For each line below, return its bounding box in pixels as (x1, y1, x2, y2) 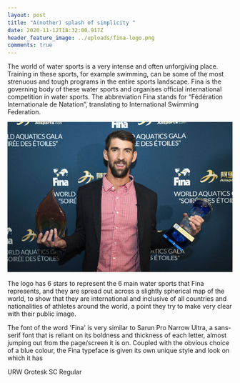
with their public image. (7, 309, 76, 318)
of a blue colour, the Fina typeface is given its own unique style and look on (7, 347, 230, 355)
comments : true (7, 41, 53, 49)
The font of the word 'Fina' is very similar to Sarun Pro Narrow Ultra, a (7, 324, 213, 332)
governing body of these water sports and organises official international (7, 85, 222, 94)
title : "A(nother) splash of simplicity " (7, 19, 136, 26)
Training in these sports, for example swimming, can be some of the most (7, 70, 224, 79)
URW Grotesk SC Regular (7, 368, 82, 377)
